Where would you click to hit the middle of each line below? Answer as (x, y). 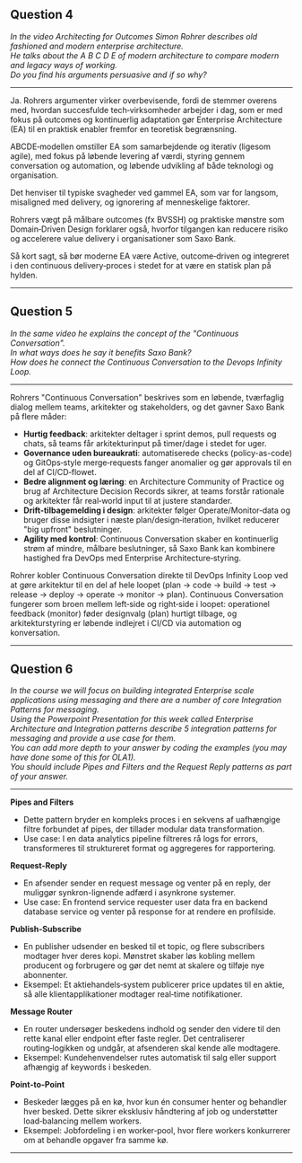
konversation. (35, 632)
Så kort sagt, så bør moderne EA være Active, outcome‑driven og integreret (150, 256)
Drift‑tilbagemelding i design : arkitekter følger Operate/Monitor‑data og (156, 510)
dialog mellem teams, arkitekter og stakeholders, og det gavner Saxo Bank (147, 407)
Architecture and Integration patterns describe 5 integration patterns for (143, 729)
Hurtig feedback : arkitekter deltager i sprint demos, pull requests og (150, 434)
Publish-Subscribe (46, 930)
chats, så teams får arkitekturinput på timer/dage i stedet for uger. (145, 443)
